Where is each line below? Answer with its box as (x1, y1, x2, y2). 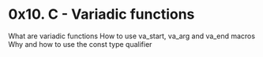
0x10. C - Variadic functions (8, 5, 195, 23)
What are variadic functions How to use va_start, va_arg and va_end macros (8, 31, 255, 41)
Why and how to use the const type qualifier (8, 39, 152, 48)
